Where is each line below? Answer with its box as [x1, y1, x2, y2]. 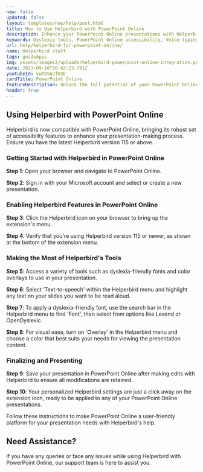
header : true [6, 88, 39, 94]
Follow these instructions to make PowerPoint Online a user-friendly [6, 412, 175, 419]
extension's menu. [6, 221, 53, 228]
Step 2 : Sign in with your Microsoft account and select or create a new [6, 179, 182, 186]
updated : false [6, 14, 45, 21]
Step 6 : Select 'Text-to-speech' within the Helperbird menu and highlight [6, 285, 188, 293]
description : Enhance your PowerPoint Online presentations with [6, 31, 174, 37]
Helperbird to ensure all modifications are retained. [6, 376, 133, 383]
